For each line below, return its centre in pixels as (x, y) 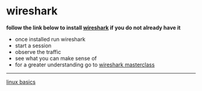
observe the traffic (38, 51)
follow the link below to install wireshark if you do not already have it (93, 28)
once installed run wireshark (50, 39)
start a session (33, 45)
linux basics (21, 81)
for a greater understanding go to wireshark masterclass (85, 65)
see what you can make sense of (56, 58)
